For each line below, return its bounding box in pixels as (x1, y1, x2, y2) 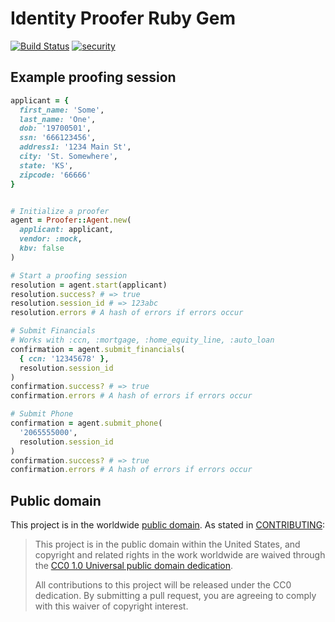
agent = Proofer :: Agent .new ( (10, 215, 132, 226)
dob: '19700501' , (19, 123, 92, 134)
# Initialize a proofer (10, 206, 110, 216)
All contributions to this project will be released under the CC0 (34, 579, 292, 591)
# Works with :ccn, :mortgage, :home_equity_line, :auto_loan (10, 335, 275, 345)
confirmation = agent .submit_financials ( (10, 344, 186, 354)
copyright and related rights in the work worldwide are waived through (34, 549, 326, 561)
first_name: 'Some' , (19, 105, 105, 115)
